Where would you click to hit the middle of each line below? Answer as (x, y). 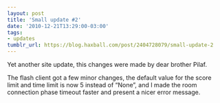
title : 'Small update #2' (44, 20)
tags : (15, 32)
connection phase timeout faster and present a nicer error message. (104, 92)
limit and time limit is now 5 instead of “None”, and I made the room (102, 85)
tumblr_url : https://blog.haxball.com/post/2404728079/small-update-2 (110, 45)
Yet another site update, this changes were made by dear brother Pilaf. (107, 64)
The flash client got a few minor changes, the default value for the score (109, 78)
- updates (21, 39)
